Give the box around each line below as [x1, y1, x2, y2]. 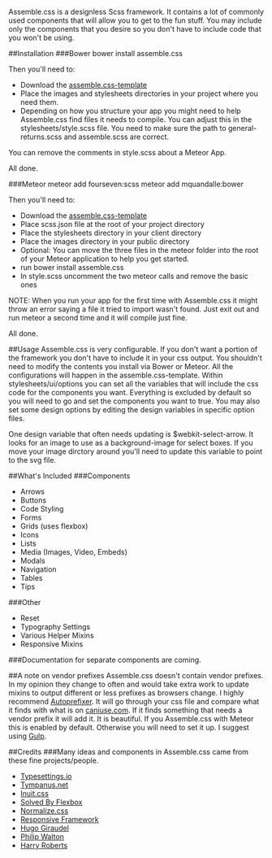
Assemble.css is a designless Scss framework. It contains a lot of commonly [8, 7, 264, 16]
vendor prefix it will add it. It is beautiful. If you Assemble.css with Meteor [8, 714, 254, 723]
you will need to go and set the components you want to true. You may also [8, 396, 261, 406]
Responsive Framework [19, 815, 99, 824]
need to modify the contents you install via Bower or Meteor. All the [8, 362, 234, 371]
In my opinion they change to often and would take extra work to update [8, 679, 249, 689]
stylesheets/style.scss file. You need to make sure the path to [19, 124, 227, 133]
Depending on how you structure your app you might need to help [19, 106, 241, 115]
